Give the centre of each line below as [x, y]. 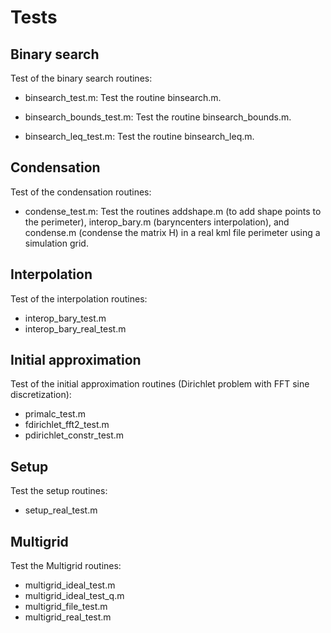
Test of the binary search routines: [81, 78]
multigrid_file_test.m [66, 607]
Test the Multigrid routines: [66, 566]
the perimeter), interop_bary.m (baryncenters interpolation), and [157, 222]
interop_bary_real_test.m [75, 328]
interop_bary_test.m [65, 318]
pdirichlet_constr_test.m [74, 435]
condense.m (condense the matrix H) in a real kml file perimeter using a [172, 232]
